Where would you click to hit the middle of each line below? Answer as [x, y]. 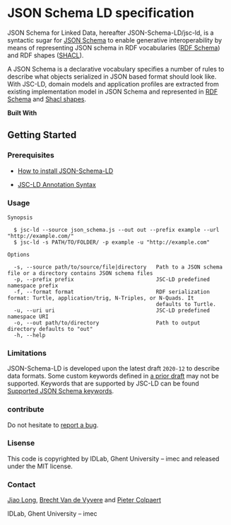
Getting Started [42, 135]
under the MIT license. [40, 466]
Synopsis [20, 218]
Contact [22, 485]
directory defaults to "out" [50, 329]
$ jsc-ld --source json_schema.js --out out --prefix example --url [117, 230]
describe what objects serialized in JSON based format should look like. [112, 77]
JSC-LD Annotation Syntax [57, 184]
